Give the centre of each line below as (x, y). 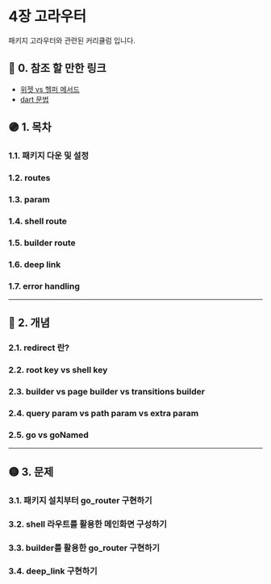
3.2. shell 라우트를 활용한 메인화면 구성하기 (88, 524)
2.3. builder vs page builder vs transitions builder (107, 392)
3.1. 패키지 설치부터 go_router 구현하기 (80, 500)
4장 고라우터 (48, 17)
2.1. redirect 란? (39, 348)
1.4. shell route (38, 221)
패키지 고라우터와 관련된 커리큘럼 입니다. (72, 40)
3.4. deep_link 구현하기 (53, 571)
